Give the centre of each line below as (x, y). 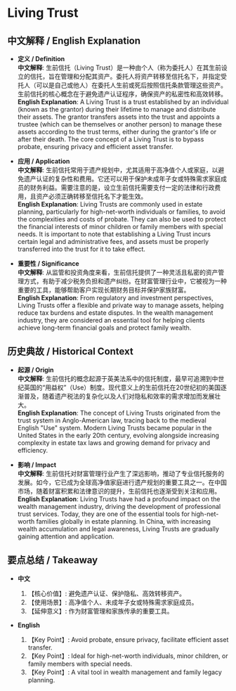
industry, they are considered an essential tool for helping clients (111, 320)
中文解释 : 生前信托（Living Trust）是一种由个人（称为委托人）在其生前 (119, 67)
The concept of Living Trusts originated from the (150, 413)
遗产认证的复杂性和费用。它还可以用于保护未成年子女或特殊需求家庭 (122, 179)
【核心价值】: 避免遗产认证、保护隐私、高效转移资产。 (107, 593)
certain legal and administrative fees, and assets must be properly (113, 241)
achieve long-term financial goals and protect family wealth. (104, 328)
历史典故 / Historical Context (70, 352)
